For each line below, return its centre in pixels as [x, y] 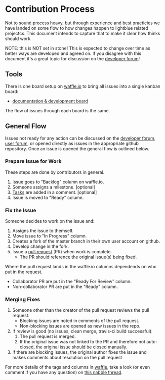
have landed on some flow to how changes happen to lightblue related [77, 28]
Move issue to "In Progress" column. [50, 236]
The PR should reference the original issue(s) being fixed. [78, 257]
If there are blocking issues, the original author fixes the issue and [79, 352]
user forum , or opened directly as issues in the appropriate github [72, 143]
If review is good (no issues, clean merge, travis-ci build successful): [82, 331]
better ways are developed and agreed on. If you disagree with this [73, 53]
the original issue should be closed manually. [82, 347]
